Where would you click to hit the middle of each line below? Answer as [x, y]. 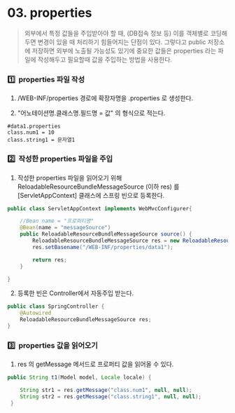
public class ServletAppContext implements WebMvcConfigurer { [100, 208]
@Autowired [36, 313]
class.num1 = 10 [31, 133]
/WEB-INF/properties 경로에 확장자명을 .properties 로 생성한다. [105, 98]
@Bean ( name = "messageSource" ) [65, 228]
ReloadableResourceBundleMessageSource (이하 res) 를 [98, 187]
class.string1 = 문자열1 [41, 140]
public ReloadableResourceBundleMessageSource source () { [106, 234]
